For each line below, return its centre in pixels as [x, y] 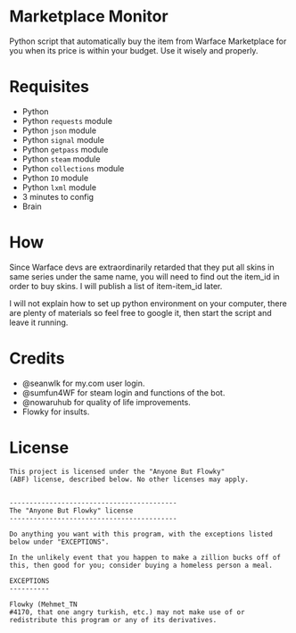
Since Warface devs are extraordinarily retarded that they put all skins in [142, 267]
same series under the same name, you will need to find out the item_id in [144, 276]
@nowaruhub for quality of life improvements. [107, 402]
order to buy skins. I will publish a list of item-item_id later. [116, 286]
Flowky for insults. [56, 412]
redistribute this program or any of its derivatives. [113, 620]
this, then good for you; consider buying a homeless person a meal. [141, 565]
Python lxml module [59, 187]
